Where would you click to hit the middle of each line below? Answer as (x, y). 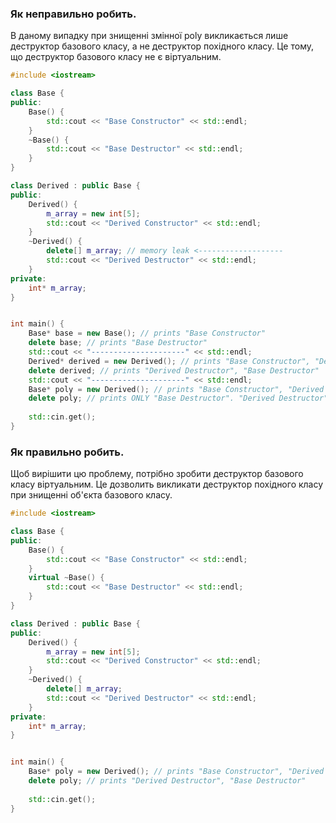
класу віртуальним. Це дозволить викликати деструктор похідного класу (167, 484)
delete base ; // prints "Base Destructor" (118, 343)
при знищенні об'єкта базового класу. (91, 495)
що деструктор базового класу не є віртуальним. (116, 57)
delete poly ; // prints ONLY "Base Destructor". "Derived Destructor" (178, 398)
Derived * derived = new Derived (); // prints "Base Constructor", (169, 361)
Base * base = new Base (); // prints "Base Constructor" (147, 333)
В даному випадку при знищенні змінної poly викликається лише (149, 36)
